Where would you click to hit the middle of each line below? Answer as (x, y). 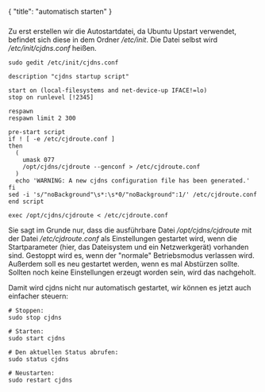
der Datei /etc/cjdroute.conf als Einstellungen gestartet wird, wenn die (123, 239)
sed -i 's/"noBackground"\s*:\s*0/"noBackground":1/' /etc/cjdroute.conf (133, 195)
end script (26, 202)
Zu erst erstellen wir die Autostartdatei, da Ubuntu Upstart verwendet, (122, 32)
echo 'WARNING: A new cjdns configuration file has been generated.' (132, 181)
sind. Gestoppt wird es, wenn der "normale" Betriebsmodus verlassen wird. (132, 256)
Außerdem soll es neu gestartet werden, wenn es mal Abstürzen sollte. (124, 264)
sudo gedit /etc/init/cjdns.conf (63, 63)
